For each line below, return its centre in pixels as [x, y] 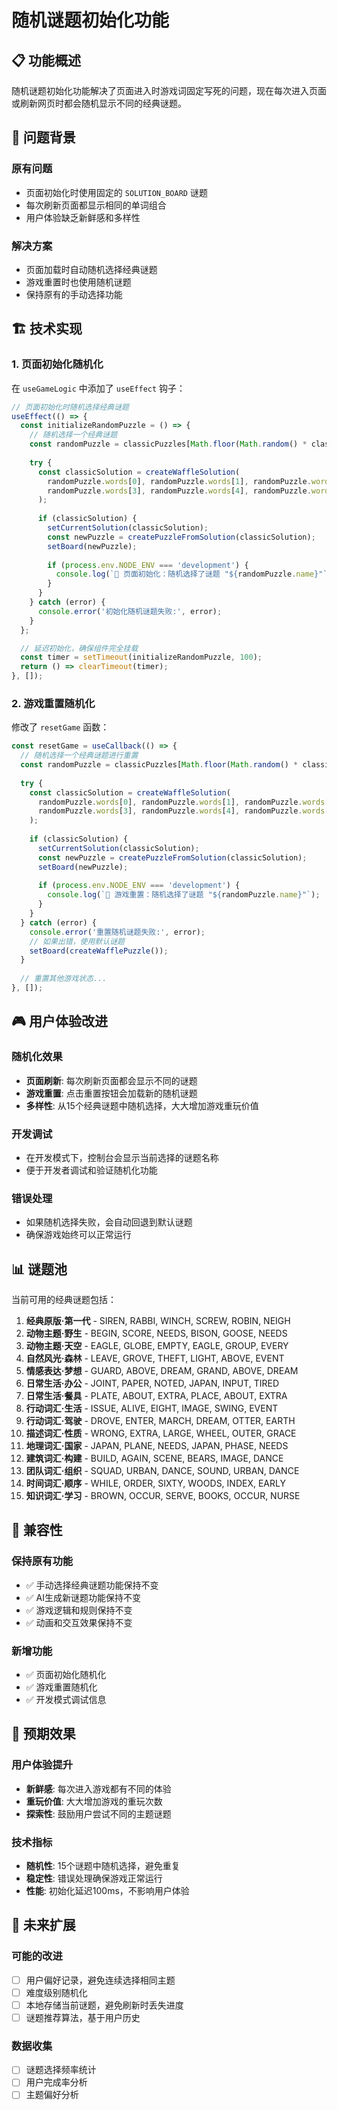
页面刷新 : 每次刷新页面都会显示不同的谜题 [111, 1080]
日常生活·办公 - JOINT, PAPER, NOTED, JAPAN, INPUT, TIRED [152, 1383]
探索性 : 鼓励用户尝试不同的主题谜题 [98, 1813]
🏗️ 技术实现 [47, 329]
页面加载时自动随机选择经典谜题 [91, 269]
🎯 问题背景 [43, 137]
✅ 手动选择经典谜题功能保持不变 [92, 1585]
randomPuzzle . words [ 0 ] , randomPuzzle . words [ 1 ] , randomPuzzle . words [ [183, 802]
